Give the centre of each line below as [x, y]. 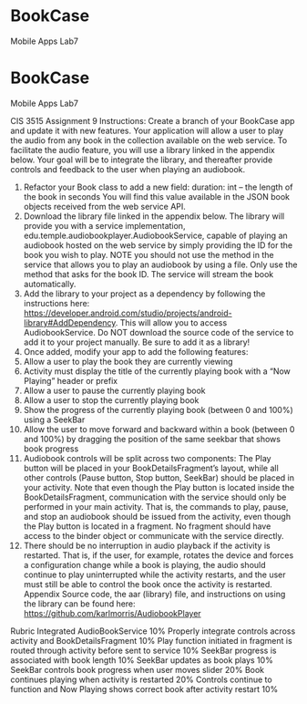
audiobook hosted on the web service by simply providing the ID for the [158, 245]
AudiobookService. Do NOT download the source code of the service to [159, 332]
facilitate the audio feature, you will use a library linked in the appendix [143, 150]
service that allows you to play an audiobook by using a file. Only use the [160, 264]
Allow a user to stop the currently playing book [111, 400]
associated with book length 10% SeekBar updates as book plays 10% [142, 660]
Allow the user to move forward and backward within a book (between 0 [159, 429]
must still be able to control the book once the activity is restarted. [148, 584]
